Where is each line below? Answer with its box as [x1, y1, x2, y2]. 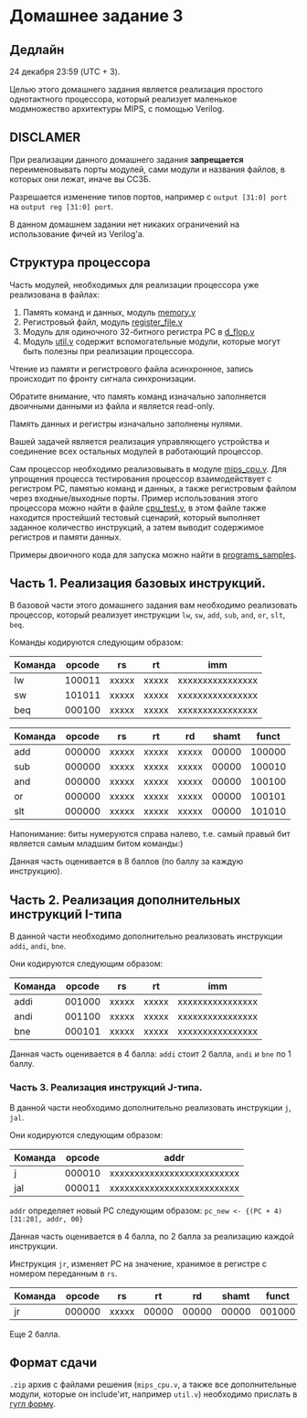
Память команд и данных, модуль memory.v [22, 306, 196, 317]
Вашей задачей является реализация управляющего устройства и [9, 435, 270, 446]
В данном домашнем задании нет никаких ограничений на [9, 219, 240, 230]
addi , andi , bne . [9, 940, 67, 951]
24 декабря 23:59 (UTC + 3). [9, 66, 121, 77]
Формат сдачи [9, 1355, 98, 1370]
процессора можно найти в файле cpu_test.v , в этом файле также [9, 502, 267, 513]
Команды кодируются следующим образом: [9, 637, 184, 648]
